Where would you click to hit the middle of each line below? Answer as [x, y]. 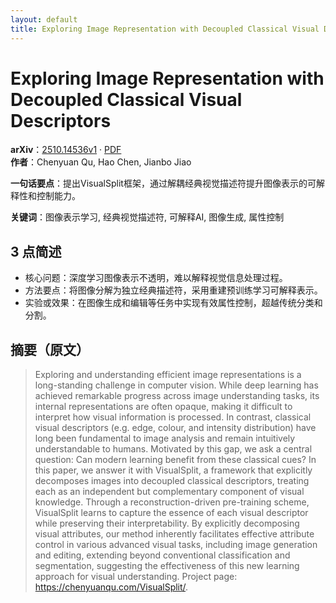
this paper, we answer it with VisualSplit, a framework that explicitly [173, 470]
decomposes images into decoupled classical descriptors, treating [172, 481]
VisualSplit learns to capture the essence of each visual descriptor [171, 513]
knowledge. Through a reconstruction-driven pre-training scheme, [172, 502]
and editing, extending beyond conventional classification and [162, 555]
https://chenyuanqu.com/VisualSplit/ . [111, 587]
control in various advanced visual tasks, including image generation [176, 545]
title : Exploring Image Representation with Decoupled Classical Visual [165, 29]
